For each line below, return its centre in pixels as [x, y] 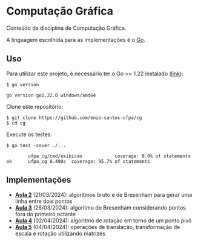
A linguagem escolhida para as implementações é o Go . [76, 39]
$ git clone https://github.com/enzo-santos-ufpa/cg [74, 118]
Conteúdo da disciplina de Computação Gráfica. [66, 28]
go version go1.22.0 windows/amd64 [51, 95]
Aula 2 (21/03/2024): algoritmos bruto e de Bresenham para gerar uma [104, 194]
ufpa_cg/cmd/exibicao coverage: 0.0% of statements [109, 156]
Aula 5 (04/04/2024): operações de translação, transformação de [97, 227]
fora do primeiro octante [45, 214]
